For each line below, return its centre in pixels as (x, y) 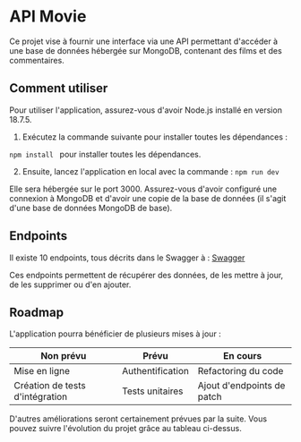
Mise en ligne (42, 371)
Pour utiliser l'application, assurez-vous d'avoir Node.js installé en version (146, 110)
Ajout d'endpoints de (241, 386)
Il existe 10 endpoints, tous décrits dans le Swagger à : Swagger (127, 258)
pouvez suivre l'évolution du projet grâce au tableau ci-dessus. (125, 429)
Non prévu (63, 356)
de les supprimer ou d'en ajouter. (70, 285)
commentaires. (37, 60)
